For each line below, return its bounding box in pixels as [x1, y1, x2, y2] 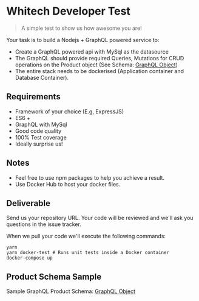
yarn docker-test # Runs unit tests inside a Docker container [6, 250, 170, 256]
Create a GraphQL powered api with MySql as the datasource [15, 48, 169, 55]
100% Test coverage [15, 133, 67, 141]
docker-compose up [6, 255, 53, 261]
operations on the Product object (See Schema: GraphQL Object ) [15, 61, 178, 68]
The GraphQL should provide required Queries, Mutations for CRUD [15, 54, 184, 62]
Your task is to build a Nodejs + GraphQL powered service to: [6, 36, 160, 43]
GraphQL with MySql [15, 121, 67, 128]
